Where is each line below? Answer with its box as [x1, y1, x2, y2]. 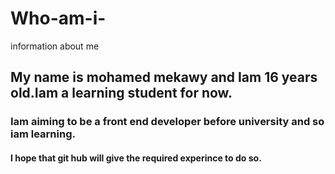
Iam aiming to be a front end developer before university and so [10, 115, 325, 129]
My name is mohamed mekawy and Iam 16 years [10, 69, 318, 86]
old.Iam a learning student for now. [10, 85, 233, 102]
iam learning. [10, 127, 76, 141]
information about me [10, 40, 100, 52]
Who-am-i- [10, 7, 107, 30]
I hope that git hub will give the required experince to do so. [10, 152, 262, 164]
